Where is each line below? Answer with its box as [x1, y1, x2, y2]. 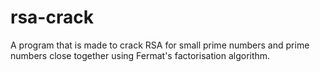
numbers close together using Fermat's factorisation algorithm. [10, 49, 271, 61]
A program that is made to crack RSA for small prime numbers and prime [10, 39, 310, 51]
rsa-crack [10, 6, 94, 29]
